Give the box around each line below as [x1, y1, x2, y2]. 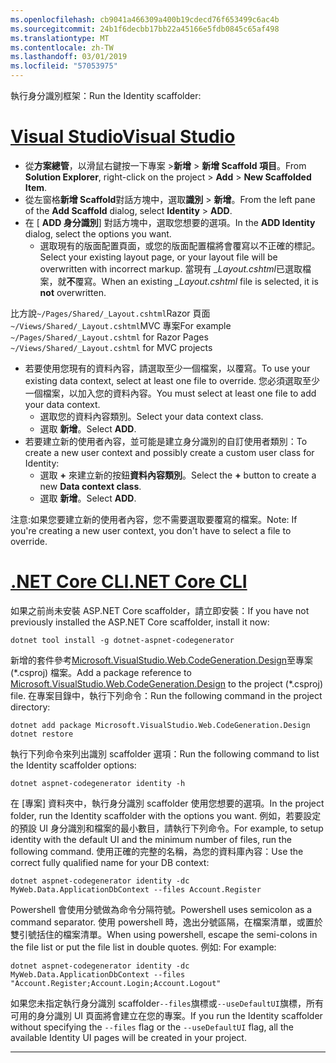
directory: [10, 701, 51, 713]
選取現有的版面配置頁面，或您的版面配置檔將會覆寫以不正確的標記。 [39, 239, 321, 251]
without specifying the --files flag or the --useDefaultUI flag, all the [10, 1021, 294, 1033]
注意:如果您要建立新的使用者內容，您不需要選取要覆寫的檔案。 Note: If [10, 513, 298, 525]
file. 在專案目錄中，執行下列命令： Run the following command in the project [10, 689, 323, 701]
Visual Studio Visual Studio [10, 126, 236, 148]
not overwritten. [39, 286, 107, 298]
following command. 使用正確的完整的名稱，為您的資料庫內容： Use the [10, 845, 304, 857]
